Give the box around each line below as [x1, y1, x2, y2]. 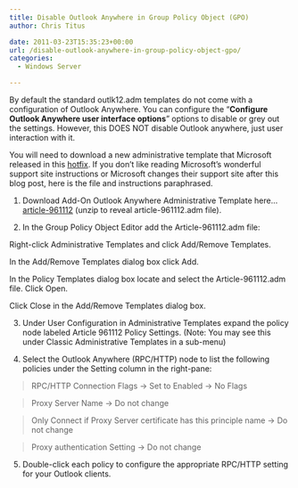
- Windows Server [17, 62, 82, 71]
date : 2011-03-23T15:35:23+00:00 [9, 37, 134, 46]
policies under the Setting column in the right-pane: [21, 363, 212, 374]
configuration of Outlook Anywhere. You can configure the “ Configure [9, 104, 269, 114]
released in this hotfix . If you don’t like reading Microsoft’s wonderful [9, 159, 261, 169]
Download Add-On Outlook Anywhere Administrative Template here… [21, 195, 278, 206]
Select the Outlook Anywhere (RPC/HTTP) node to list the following [21, 354, 270, 364]
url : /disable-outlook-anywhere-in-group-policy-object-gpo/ [9, 45, 242, 54]
